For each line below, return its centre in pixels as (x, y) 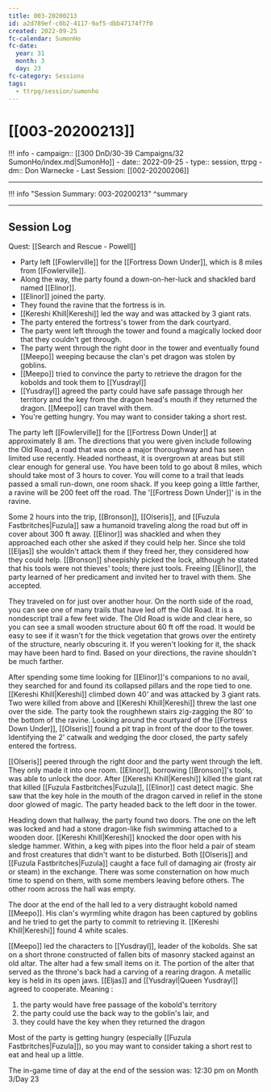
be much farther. (36, 662)
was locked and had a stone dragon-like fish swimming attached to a (123, 829)
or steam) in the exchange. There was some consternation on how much (129, 872)
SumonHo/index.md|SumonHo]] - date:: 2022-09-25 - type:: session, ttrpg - (135, 162)
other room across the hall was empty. (72, 889)
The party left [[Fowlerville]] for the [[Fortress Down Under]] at (113, 433)
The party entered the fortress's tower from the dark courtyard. (125, 322)
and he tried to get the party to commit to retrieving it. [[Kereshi (114, 922)
